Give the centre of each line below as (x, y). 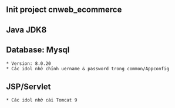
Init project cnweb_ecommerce (64, 10)
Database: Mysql (38, 50)
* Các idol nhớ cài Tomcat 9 (42, 100)
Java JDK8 (26, 30)
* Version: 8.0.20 (28, 63)
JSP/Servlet (28, 86)
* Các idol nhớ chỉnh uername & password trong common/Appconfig (87, 68)
